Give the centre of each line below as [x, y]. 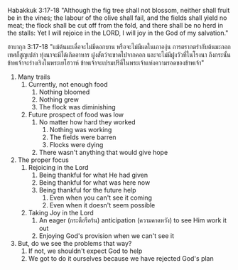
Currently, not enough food [68, 84]
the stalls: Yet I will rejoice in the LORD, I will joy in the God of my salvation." [118, 33]
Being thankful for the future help [87, 190]
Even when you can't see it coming [101, 198]
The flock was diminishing [77, 107]
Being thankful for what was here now [94, 183]
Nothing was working [81, 130]
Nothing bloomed [64, 92]
